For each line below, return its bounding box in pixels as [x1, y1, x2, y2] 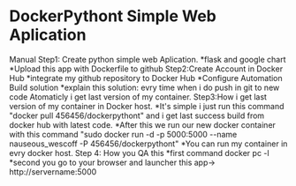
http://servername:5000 [9, 166, 97, 177]
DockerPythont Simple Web [9, 6, 216, 26]
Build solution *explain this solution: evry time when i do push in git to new [9, 82, 280, 93]
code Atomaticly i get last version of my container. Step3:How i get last [9, 91, 268, 102]
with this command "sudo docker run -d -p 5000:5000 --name [9, 129, 238, 139]
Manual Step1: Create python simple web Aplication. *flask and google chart [9, 54, 286, 64]
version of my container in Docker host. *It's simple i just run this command [9, 100, 285, 111]
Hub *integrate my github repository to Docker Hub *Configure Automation [9, 72, 283, 83]
